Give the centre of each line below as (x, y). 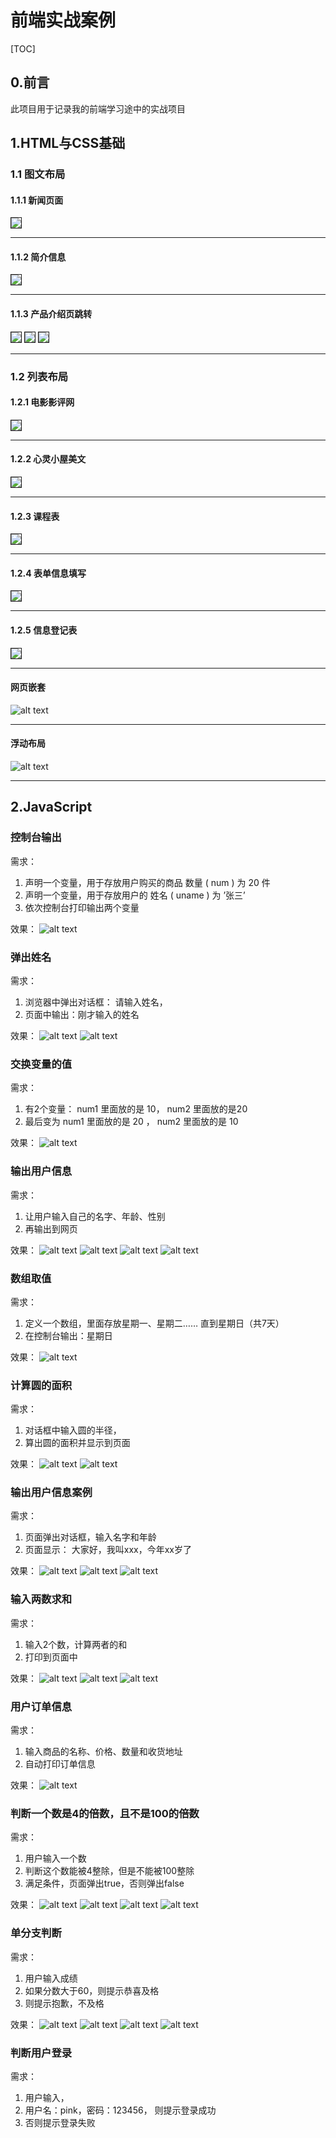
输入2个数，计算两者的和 (76, 1644)
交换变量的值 (41, 1064)
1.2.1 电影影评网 (42, 402)
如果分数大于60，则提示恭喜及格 (92, 1990)
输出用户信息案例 (51, 1493)
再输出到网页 (51, 1228)
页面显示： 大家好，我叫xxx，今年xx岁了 (108, 1550)
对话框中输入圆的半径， (73, 1430)
